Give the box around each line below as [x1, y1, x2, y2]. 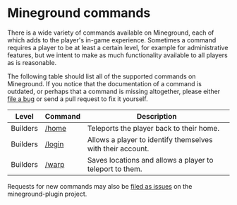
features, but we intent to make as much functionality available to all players [7, 51, 228, 59]
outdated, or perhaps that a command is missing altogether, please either [7, 87, 221, 95]
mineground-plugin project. [7, 189, 87, 198]
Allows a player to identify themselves [87, 134, 213, 144]
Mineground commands [7, 5, 151, 21]
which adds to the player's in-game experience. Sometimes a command [7, 35, 217, 44]
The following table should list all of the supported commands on [7, 72, 196, 81]
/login [44, 139, 64, 149]
